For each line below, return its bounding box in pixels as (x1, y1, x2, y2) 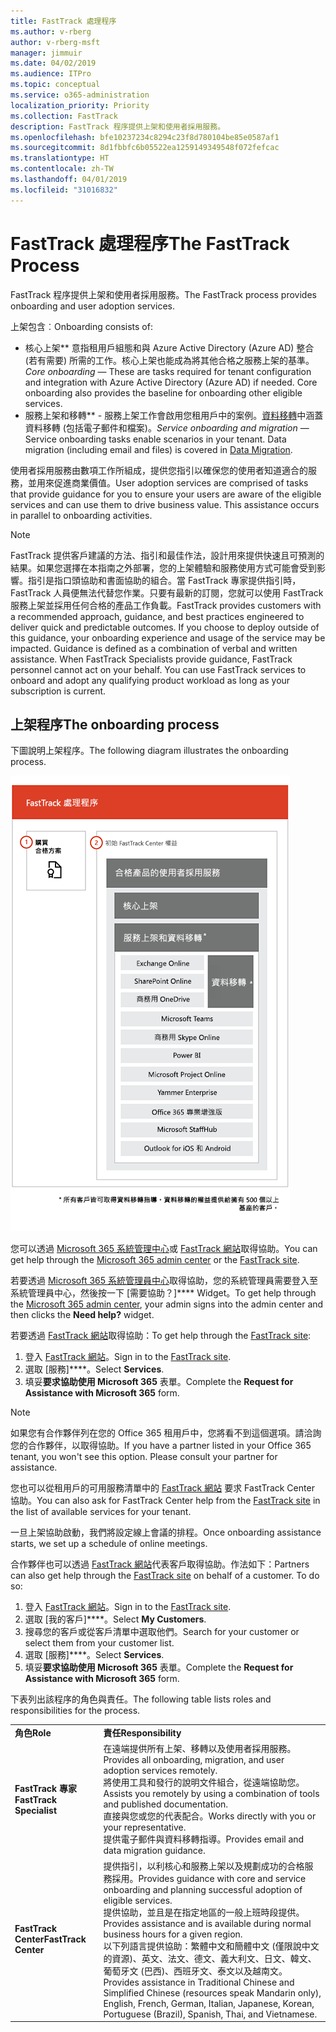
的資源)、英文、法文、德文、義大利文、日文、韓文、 (103, 1952, 317, 1964)
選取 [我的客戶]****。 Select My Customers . (24, 1613, 207, 1625)
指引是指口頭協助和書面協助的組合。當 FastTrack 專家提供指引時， (27, 574, 302, 586)
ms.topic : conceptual (10, 80, 101, 90)
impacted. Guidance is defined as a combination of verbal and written (10, 642, 298, 654)
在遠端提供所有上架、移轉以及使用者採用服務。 (103, 1743, 297, 1755)
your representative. (103, 1821, 187, 1834)
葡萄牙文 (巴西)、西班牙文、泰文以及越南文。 (103, 1965, 288, 1977)
